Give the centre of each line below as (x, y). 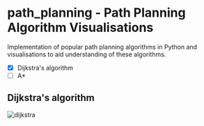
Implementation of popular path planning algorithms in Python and (102, 47)
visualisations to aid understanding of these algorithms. (87, 54)
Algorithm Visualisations (80, 27)
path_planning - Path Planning (96, 13)
